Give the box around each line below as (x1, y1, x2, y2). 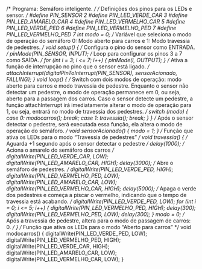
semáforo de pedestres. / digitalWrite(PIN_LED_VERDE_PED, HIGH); (6, 166, 174, 173)
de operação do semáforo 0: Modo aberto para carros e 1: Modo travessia (6, 37, 190, 44)
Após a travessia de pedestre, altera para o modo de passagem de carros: (6, 217, 191, 224)
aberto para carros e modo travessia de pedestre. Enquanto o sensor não (6, 82, 189, 89)
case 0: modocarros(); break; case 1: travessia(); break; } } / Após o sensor (6, 114, 194, 122)
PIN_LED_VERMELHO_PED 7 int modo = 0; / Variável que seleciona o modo (6, 31, 192, 38)
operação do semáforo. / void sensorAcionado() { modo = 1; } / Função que (6, 127, 194, 134)
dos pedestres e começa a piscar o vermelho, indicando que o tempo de (6, 192, 187, 198)
